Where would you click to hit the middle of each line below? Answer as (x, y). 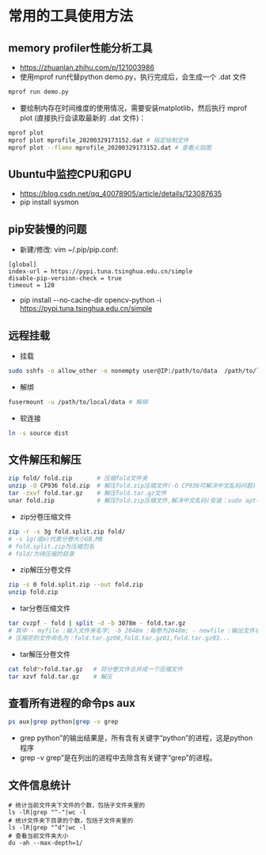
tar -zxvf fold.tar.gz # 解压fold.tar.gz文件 (87, 493)
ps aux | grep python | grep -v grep (63, 722)
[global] (23, 265)
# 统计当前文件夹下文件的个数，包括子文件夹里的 (76, 805)
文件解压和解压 (45, 460)
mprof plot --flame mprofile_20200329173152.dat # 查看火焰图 (110, 147)
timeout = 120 (32, 286)
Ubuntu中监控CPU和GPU (70, 174)
